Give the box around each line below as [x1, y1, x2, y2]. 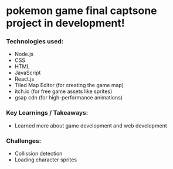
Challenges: [6, 136, 42, 144]
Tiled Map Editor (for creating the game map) [14, 82, 124, 89]
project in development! [6, 16, 125, 30]
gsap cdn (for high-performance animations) [14, 94, 123, 101]
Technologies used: [6, 37, 64, 46]
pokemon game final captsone [6, 4, 157, 18]
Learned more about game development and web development [14, 122, 167, 129]
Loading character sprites [14, 156, 77, 163]
